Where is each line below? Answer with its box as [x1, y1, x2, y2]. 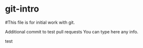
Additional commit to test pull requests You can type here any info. [5, 29, 139, 34]
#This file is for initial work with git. [5, 19, 75, 25]
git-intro [5, 3, 39, 15]
